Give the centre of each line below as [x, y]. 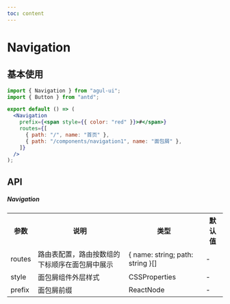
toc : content [26, 13]
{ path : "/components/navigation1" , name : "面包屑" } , [104, 141]
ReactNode [147, 290]
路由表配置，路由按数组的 [79, 254]
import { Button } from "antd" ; [53, 97]
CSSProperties [153, 277]
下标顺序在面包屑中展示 [75, 264]
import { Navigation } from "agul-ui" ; [64, 91]
